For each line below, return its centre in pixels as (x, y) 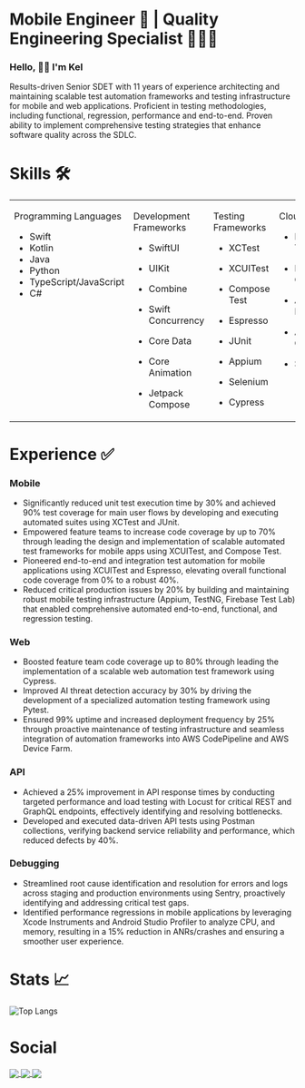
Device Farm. (47, 749)
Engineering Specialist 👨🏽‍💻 (114, 39)
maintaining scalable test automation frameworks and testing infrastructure (150, 96)
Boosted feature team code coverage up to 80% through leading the (151, 662)
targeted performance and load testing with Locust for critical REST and (157, 801)
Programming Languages (68, 216)
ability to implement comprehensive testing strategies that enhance (135, 125)
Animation (170, 373)
